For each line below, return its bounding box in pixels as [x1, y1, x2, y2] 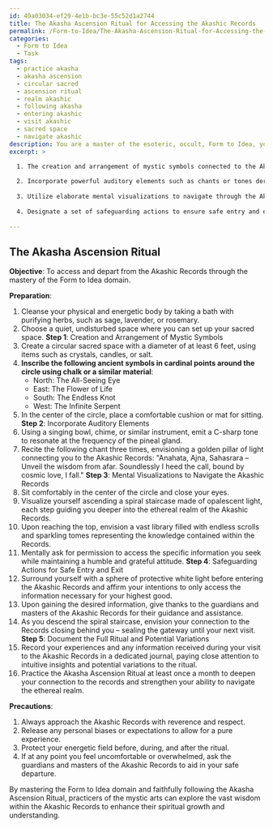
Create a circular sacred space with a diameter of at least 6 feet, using [20, 341, 256, 351]
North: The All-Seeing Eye [32, 375, 121, 385]
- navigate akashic [16, 132, 83, 140]
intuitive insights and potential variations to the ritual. [20, 660, 198, 670]
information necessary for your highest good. [20, 591, 173, 601]
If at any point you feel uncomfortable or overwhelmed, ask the [20, 752, 232, 762]
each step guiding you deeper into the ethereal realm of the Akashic [20, 504, 249, 515]
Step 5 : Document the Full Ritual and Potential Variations [20, 634, 210, 644]
